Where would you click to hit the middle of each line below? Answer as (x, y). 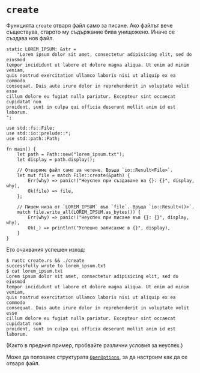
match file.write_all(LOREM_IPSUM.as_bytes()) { (79, 212)
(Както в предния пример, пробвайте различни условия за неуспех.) (95, 345)
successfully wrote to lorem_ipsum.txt (56, 265)
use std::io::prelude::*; (38, 133)
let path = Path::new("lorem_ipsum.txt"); (71, 154)
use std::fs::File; (31, 128)
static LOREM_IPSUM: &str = (41, 49)
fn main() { (21, 149)
